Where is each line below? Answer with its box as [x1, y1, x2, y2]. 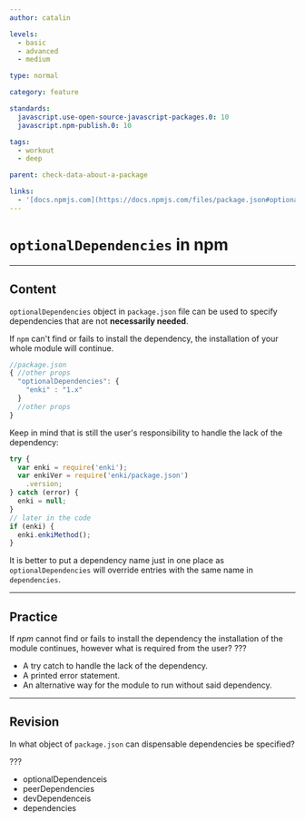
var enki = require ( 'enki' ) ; [17, 463, 128, 472]
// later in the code [9, 513, 92, 523]
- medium [17, 55, 51, 64]
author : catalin [9, 13, 71, 23]
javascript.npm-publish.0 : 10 [17, 121, 132, 130]
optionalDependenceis [22, 773, 107, 785]
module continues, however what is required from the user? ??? [9, 643, 247, 654]
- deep [17, 154, 43, 163]
